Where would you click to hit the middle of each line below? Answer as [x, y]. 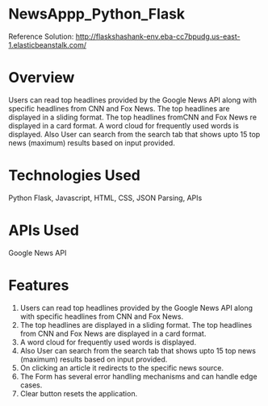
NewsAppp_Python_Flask [97, 14]
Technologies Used [75, 176]
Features [39, 285]
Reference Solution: [41, 36]
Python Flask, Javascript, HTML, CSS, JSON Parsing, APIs [105, 198]
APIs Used [44, 230]
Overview [42, 78]
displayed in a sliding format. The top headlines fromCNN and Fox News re [132, 117]
